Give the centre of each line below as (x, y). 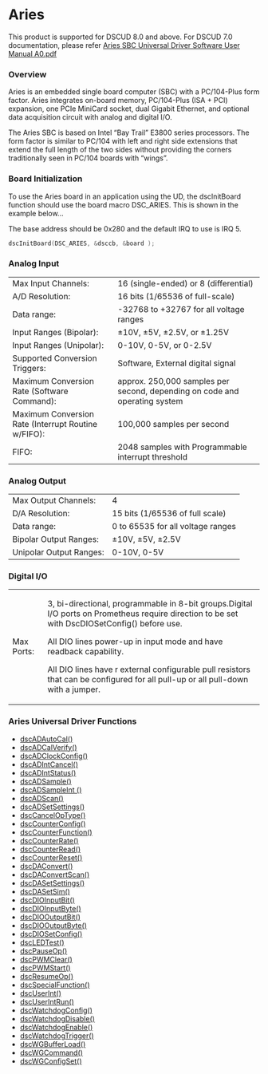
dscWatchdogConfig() (56, 1010)
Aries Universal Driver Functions (73, 721)
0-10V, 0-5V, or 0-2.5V (165, 345)
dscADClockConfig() (54, 756)
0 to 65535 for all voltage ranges (174, 526)
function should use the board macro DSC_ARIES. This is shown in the (124, 204)
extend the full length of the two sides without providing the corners (120, 150)
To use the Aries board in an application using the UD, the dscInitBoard (125, 196)
